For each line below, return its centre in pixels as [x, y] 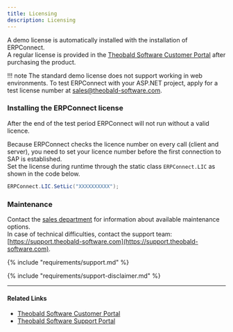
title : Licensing [32, 14]
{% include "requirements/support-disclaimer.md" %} [84, 276]
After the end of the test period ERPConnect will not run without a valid [108, 123]
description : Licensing [42, 20]
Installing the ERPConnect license [65, 108]
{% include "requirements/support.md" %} [68, 262]
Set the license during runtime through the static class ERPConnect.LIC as [111, 166]
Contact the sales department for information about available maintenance [113, 219]
